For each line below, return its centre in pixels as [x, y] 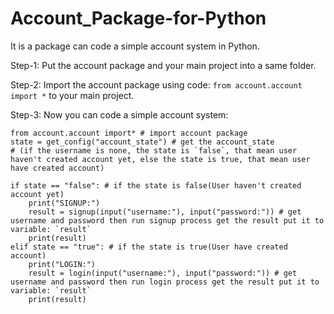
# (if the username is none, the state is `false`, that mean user [154, 150]
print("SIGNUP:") [64, 203]
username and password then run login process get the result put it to [165, 282]
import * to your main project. [72, 95]
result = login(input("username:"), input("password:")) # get [163, 273]
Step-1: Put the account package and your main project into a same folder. [163, 65]
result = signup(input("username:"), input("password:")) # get [165, 212]
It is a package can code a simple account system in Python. [135, 46]
